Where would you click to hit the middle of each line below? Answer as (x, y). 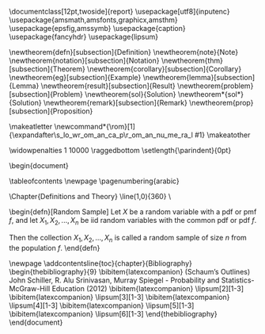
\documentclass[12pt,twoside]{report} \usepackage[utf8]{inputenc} (119, 12)
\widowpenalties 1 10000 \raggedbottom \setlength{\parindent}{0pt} (120, 150)
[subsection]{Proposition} (51, 111)
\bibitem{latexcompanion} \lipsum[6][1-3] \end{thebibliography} (114, 313)
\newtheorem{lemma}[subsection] (199, 77)
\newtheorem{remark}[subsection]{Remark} (115, 103)
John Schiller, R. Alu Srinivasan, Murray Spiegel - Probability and (114, 280)
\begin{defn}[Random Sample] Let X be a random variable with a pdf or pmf (133, 212)
